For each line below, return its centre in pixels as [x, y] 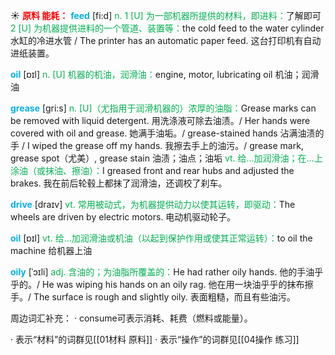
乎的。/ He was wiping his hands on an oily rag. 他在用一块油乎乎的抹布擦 [162, 284]
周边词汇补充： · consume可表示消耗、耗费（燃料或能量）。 [131, 318]
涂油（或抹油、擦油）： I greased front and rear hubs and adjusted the [152, 170]
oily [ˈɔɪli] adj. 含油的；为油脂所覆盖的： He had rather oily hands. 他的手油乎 [167, 272]
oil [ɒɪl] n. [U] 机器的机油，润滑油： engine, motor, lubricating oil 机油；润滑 [165, 74]
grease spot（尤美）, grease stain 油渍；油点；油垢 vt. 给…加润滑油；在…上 [166, 158]
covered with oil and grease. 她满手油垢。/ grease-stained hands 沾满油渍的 [167, 133]
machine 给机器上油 [51, 250]
